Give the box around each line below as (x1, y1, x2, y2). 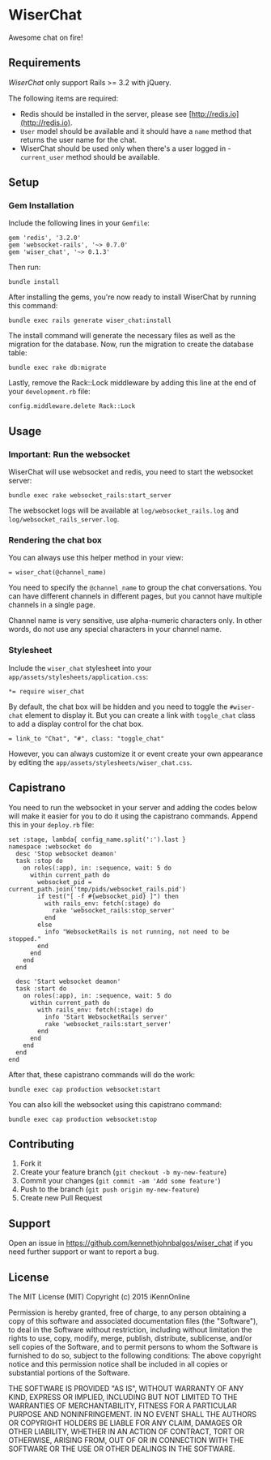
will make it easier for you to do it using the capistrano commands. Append (8, 811, 258, 821)
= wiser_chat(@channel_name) (8, 569, 107, 577)
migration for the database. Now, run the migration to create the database (8, 339, 254, 350)
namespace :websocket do (8, 842, 92, 851)
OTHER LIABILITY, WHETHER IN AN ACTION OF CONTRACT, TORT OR (8, 1426, 244, 1436)
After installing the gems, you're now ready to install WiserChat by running (8, 292, 256, 302)
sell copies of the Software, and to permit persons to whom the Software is (8, 1342, 259, 1351)
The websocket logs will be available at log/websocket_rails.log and (8, 505, 239, 516)
